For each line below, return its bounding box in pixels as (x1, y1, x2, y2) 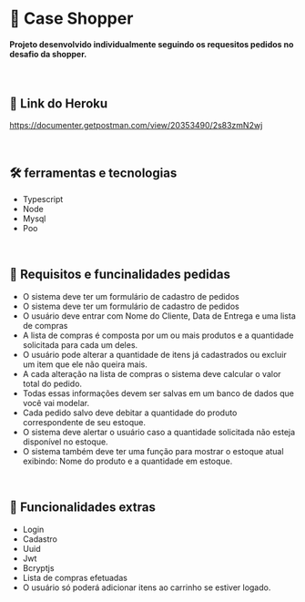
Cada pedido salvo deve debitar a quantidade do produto (22, 407, 238, 418)
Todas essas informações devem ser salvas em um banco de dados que (22, 387, 294, 399)
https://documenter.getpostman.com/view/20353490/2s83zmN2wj (9, 120, 263, 131)
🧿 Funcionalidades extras (9, 500, 157, 515)
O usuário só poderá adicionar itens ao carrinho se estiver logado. (22, 582, 271, 593)
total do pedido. (22, 378, 83, 389)
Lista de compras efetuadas (22, 572, 127, 583)
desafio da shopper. (9, 48, 87, 59)
